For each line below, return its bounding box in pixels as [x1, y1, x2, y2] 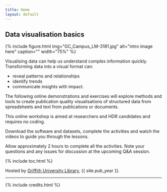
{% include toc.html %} [5, 158, 53, 164]
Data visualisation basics [5, 30, 84, 39]
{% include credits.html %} [5, 182, 61, 188]
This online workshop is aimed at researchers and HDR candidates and [5, 114, 151, 120]
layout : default [5, 12, 39, 17]
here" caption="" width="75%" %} [5, 49, 76, 55]
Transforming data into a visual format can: [5, 64, 93, 69]
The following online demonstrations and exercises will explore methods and [5, 93, 162, 99]
